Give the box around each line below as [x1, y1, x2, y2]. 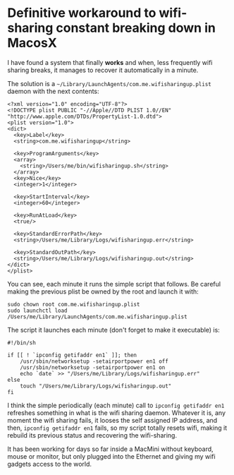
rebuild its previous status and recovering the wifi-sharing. [7, 431, 178, 439]
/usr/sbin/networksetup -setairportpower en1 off [20, 358, 169, 365]
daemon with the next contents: [7, 87, 100, 95]
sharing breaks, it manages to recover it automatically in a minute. [7, 66, 199, 74]
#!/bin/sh [7, 339, 37, 347]
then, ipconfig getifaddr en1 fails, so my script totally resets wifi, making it [7, 423, 228, 432]
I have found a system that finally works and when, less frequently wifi [7, 58, 213, 66]
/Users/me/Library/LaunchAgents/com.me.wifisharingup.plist [7, 313, 188, 320]
